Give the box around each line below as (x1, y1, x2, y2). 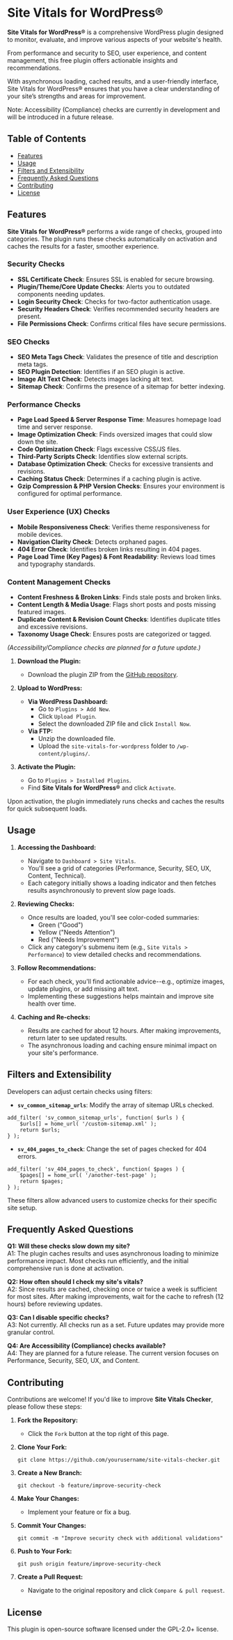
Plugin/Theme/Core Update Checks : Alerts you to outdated (17, 282, 190, 290)
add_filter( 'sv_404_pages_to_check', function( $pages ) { (7, 1165, 186, 1173)
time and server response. (17, 423, 93, 431)
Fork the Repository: (17, 1416, 79, 1425)
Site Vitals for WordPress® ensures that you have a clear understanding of (7, 84, 220, 93)
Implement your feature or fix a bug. (27, 1508, 131, 1516)
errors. (17, 1152, 37, 1160)
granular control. (7, 1328, 55, 1336)
